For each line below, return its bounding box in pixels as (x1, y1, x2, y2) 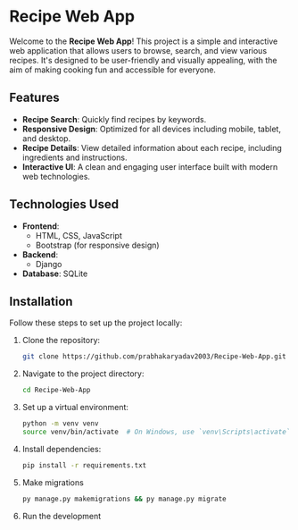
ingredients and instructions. (21, 152, 128, 163)
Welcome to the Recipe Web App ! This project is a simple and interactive (9, 36, 278, 46)
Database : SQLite (21, 268, 88, 279)
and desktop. (21, 132, 71, 144)
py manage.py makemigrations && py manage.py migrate (21, 494, 227, 503)
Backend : (21, 248, 59, 260)
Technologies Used (9, 197, 119, 212)
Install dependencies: (21, 443, 102, 454)
